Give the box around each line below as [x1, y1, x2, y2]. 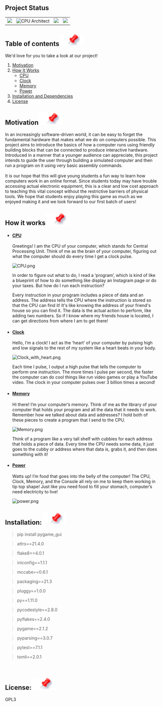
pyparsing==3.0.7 [17, 635, 53, 641]
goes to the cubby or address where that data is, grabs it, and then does [12, 446, 157, 452]
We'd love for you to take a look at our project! [5, 53, 98, 58]
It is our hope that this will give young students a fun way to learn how [5, 173, 145, 179]
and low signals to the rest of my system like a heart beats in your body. [12, 345, 157, 351]
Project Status [5, 4, 50, 12]
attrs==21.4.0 [17, 541, 44, 546]
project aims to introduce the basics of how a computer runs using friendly [5, 142, 155, 147]
